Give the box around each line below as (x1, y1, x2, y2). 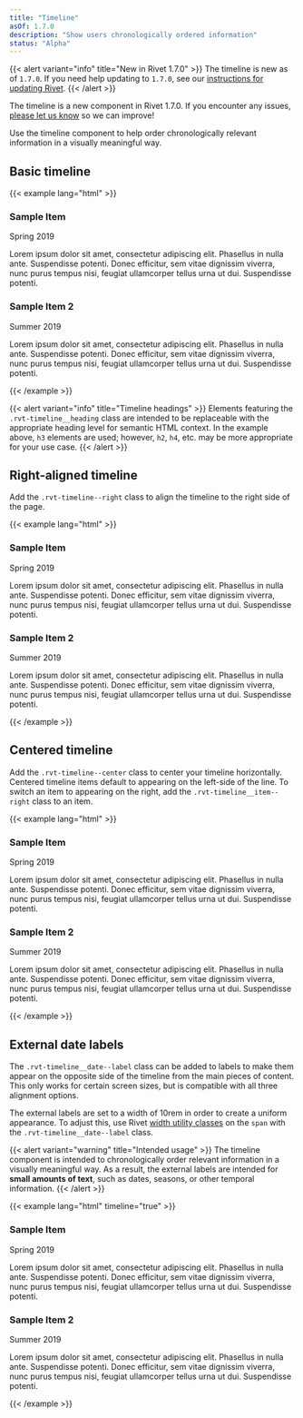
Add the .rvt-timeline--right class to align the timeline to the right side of (9, 491, 290, 502)
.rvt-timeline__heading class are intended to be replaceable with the (9, 412, 269, 423)
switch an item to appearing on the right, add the (9, 786, 192, 797)
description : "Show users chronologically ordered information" (9, 30, 258, 39)
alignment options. (9, 1090, 79, 1101)
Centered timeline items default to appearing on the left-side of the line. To (9, 776, 288, 787)
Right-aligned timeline (9, 468, 138, 483)
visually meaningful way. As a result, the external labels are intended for (9, 1164, 279, 1175)
